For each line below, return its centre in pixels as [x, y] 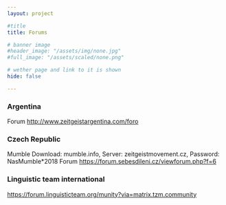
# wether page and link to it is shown [64, 70]
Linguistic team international [56, 180]
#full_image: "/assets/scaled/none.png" [66, 58]
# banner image [29, 45]
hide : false [24, 76]
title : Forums [27, 32]
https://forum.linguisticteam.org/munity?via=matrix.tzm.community [102, 194]
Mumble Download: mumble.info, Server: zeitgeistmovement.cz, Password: [113, 154]
